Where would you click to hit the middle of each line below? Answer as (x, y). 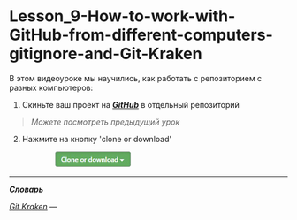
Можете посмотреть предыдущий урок (105, 122)
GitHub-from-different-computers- (141, 35)
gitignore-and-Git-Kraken (106, 54)
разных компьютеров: (51, 87)
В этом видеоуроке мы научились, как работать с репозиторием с (136, 78)
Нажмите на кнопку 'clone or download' (97, 139)
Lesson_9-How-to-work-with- (122, 16)
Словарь (27, 189)
